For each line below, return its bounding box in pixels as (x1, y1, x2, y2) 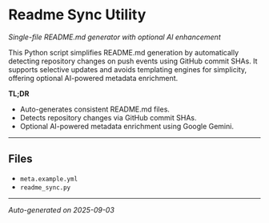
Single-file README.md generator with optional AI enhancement (8, 32, 222, 42)
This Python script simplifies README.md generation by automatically (8, 47, 239, 57)
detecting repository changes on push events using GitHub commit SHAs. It (8, 56, 258, 66)
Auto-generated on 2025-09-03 (8, 205, 114, 214)
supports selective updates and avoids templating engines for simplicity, (8, 64, 247, 74)
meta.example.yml (19, 175, 78, 183)
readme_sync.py (19, 183, 71, 192)
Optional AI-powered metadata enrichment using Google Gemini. (19, 121, 235, 131)
